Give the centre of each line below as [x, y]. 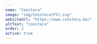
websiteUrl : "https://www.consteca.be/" [49, 19]
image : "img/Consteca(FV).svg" [39, 15]
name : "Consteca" [24, 10]
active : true [19, 33]
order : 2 [15, 29]
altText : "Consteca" [27, 24]
